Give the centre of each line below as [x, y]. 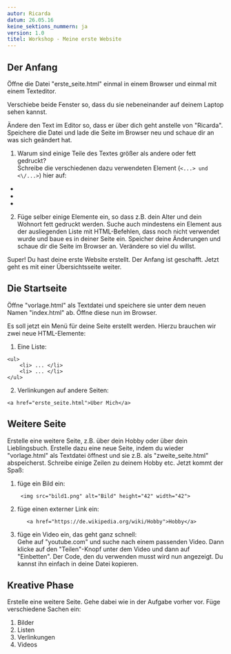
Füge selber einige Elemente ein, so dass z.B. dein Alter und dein [109, 217]
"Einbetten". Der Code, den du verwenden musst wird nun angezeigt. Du [120, 556]
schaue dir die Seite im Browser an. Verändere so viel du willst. [107, 246]
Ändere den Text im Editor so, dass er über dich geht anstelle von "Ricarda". [115, 125]
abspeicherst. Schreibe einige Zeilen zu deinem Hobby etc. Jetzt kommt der [115, 463]
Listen [26, 630]
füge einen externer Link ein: [58, 509]
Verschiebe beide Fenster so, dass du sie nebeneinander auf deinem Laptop [115, 104]
